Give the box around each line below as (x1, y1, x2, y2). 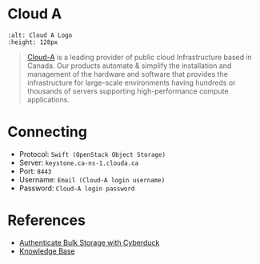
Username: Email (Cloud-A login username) (18, 174, 166, 184)
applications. (26, 94, 70, 104)
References (7, 211, 86, 230)
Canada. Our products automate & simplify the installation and (26, 61, 232, 70)
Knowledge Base (18, 246, 75, 256)
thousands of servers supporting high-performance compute (26, 86, 229, 96)
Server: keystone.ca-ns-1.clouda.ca (18, 158, 139, 167)
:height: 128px (7, 38, 58, 46)
